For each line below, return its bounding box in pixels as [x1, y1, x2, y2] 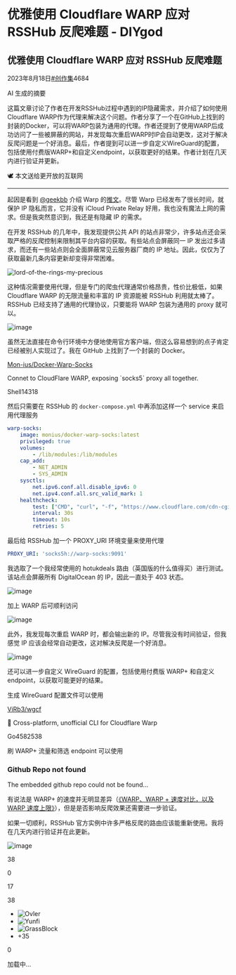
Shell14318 [7, 388, 39, 395]
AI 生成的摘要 [7, 89, 46, 97]
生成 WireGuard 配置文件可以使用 [7, 691, 104, 699]
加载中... [7, 960, 32, 969]
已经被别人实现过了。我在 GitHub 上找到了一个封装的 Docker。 [7, 346, 189, 355]
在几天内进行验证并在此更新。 [7, 827, 93, 836]
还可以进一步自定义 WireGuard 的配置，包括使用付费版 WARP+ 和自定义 [7, 667, 215, 675]
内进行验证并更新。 [7, 157, 63, 165]
